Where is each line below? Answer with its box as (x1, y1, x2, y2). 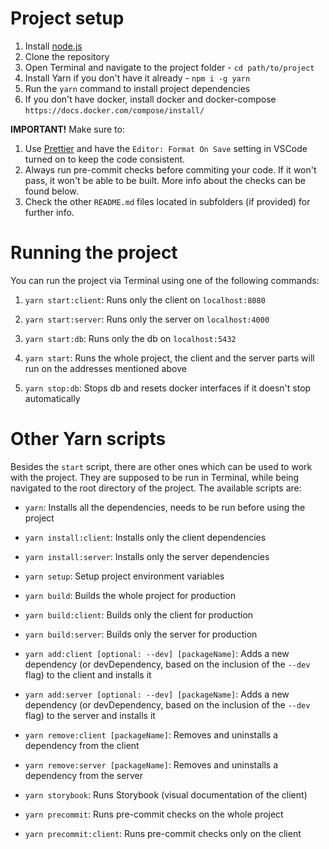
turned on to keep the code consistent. (24, 153, 186, 165)
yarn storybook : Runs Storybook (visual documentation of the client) (24, 788, 308, 801)
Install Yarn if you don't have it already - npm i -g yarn (24, 72, 251, 84)
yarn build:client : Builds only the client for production (24, 608, 254, 621)
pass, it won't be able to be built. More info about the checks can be (24, 174, 306, 186)
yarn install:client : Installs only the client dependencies (24, 531, 267, 543)
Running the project (10, 242, 178, 264)
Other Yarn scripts (10, 428, 167, 451)
